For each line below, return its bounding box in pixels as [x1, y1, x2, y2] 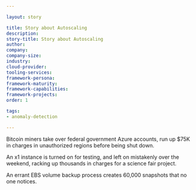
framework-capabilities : [6, 86, 69, 92]
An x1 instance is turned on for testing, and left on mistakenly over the [6, 153, 179, 161]
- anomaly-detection [6, 113, 58, 120]
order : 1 [6, 97, 28, 104]
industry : [6, 58, 31, 64]
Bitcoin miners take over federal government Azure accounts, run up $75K [6, 135, 191, 143]
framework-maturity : [6, 80, 58, 87]
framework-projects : [6, 92, 58, 98]
